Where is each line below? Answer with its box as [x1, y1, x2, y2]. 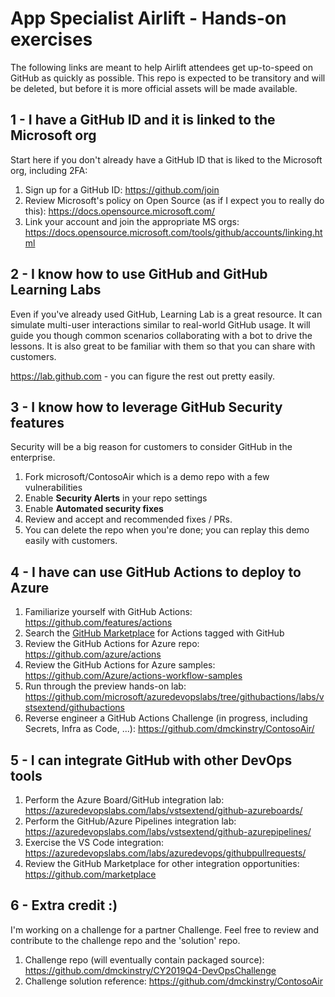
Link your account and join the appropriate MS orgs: [24, 215, 240, 227]
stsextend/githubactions [24, 702, 125, 714]
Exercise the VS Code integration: [24, 837, 165, 848]
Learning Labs [10, 282, 102, 299]
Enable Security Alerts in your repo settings [24, 492, 208, 504]
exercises [10, 28, 93, 51]
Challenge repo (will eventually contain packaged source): [24, 953, 265, 966]
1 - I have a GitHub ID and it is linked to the [10, 112, 276, 129]
